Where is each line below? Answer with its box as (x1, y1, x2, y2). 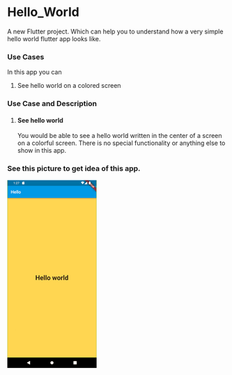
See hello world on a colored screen (17, 82, 121, 90)
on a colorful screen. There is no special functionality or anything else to (17, 139, 226, 147)
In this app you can (7, 68, 62, 77)
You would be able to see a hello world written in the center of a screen (17, 132, 222, 140)
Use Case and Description (7, 99, 98, 109)
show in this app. (17, 146, 67, 155)
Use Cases (7, 52, 45, 61)
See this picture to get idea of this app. (7, 164, 141, 174)
